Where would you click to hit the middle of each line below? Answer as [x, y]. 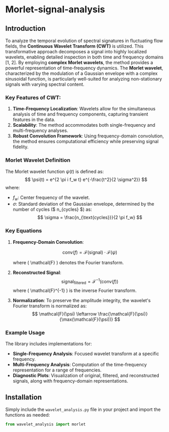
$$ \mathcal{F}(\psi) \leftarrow [65, 314]
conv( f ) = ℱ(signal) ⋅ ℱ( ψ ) [90, 252]
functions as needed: [28, 415]
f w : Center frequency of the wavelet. [51, 198]
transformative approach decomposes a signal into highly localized [76, 52]
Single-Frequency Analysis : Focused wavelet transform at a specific [86, 354]
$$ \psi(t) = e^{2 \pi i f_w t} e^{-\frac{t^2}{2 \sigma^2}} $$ [86, 179]
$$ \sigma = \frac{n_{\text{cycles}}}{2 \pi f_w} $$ [90, 218]
